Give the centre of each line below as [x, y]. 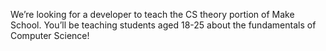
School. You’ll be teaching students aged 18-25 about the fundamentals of [163, 25]
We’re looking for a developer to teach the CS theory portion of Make [152, 14]
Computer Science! [50, 35]
